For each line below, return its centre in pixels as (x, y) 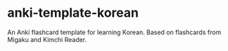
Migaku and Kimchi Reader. (47, 39)
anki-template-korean (73, 13)
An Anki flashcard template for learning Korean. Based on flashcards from (114, 32)
